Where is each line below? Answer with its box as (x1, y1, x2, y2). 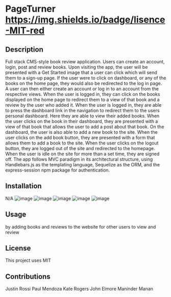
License (5, 244, 31, 253)
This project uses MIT (5, 257, 51, 263)
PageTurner (5, 3, 56, 15)
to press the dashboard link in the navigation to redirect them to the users (5, 108, 160, 113)
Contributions (5, 272, 51, 281)
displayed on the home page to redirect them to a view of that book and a (5, 96, 160, 103)
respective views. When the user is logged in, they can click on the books (5, 91, 160, 97)
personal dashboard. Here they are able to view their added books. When (5, 113, 160, 119)
